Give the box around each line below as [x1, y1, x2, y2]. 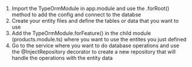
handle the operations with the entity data [11, 55, 113, 61]
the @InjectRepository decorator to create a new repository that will [11, 48, 176, 55]
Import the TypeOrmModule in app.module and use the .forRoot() [11, 5, 170, 12]
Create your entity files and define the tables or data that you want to [11, 17, 179, 24]
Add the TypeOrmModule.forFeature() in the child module [11, 30, 151, 37]
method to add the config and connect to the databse [11, 11, 142, 18]
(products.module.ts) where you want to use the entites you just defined [11, 36, 187, 43]
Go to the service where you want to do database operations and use [11, 42, 180, 49]
